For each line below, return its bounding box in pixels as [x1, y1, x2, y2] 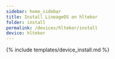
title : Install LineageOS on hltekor [6, 14, 98, 20]
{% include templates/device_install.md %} [6, 46, 110, 53]
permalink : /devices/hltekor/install [6, 25, 98, 31]
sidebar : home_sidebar [6, 8, 61, 15]
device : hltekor [6, 30, 46, 36]
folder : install [6, 19, 46, 25]
